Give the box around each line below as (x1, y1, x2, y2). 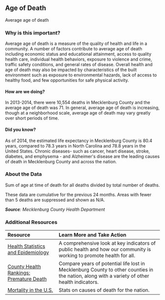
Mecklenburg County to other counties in (58, 266, 154, 273)
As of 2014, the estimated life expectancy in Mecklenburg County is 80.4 (5, 138, 153, 144)
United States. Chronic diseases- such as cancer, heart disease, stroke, (5, 148, 150, 154)
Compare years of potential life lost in (58, 260, 145, 267)
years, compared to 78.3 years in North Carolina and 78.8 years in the (5, 143, 146, 149)
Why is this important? (5, 29, 60, 36)
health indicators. (58, 279, 99, 286)
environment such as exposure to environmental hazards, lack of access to (5, 72, 157, 78)
